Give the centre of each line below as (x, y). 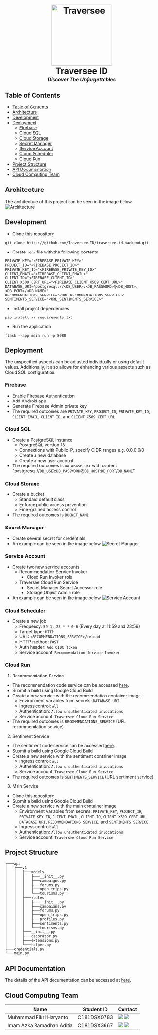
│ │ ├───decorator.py (31, 936)
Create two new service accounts (46, 567)
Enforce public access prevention (53, 505)
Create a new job (29, 621)
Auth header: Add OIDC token (48, 647)
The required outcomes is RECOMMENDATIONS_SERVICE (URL (69, 721)
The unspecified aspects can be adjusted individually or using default (75, 362)
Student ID (95, 1009)
